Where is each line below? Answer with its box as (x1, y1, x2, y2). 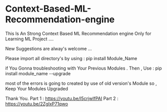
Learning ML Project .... (5, 36, 54, 42)
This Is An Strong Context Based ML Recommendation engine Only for (5, 30, 151, 36)
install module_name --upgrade (5, 70, 71, 76)
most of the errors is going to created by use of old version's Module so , (5, 80, 157, 86)
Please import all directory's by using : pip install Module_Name (5, 55, 137, 61)
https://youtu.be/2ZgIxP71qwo (5, 100, 68, 106)
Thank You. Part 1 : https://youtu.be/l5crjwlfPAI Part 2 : (5, 95, 119, 101)
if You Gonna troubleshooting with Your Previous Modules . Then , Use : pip (5, 65, 162, 71)
